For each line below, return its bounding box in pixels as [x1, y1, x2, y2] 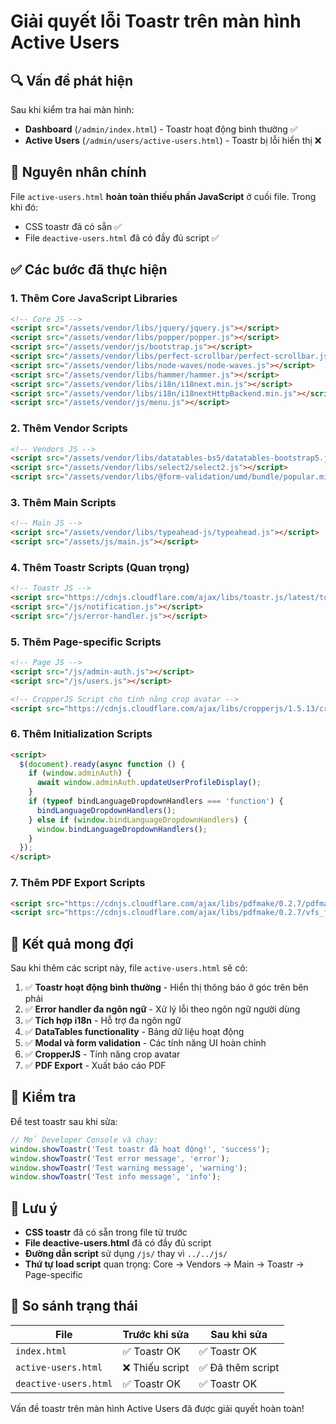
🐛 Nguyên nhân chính [10, 164, 147, 181]
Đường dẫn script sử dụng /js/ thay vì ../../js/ [24, 1248, 228, 1260]
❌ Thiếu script [122, 1360, 190, 1374]
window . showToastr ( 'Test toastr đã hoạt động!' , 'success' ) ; [10, 1144, 271, 1154]
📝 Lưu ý [10, 1200, 58, 1217]
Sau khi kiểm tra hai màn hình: [10, 104, 135, 115]
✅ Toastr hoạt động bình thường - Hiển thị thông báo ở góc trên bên [24, 981, 309, 994]
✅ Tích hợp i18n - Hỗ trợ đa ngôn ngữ [24, 1015, 182, 1027]
